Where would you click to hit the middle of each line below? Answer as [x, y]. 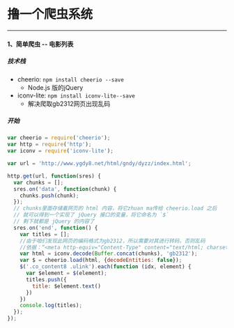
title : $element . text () [67, 286]
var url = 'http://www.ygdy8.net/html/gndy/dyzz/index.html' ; [99, 164]
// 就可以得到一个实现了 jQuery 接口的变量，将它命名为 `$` [91, 215]
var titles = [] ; [45, 234]
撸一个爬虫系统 [50, 14]
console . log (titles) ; [51, 306]
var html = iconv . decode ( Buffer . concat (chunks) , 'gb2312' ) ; [109, 254]
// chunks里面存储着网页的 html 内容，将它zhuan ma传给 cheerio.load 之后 [115, 209]
